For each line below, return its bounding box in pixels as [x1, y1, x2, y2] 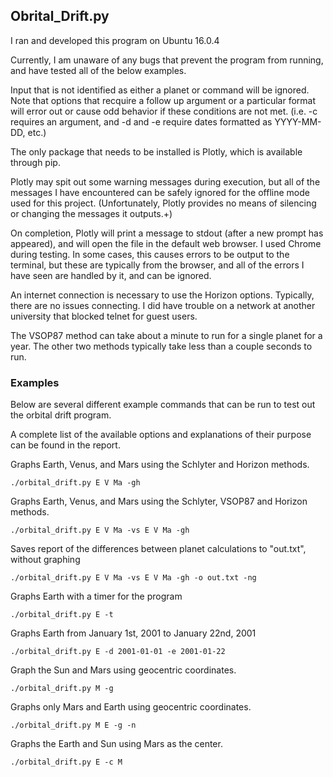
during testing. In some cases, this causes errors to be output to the [10, 248, 290, 260]
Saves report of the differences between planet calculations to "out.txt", [10, 543, 307, 555]
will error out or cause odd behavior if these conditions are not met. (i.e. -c [10, 105, 318, 117]
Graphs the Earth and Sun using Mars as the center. [10, 738, 223, 750]
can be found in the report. [10, 439, 121, 451]
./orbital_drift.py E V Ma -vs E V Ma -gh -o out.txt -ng [10, 573, 257, 583]
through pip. [10, 156, 61, 168]
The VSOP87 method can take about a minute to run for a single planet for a [10, 329, 323, 341]
